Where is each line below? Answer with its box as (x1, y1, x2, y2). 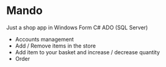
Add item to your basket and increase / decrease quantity (15, 48, 161, 55)
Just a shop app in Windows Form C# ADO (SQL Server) (6, 24, 148, 31)
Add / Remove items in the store (15, 42, 96, 49)
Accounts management (15, 35, 74, 43)
